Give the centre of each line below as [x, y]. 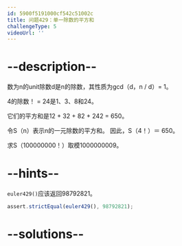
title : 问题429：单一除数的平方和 [51, 20]
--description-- [52, 67]
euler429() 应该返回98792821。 [52, 194]
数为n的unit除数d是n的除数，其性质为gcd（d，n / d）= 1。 [90, 87]
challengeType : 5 [32, 26]
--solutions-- [46, 234]
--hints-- [33, 174]
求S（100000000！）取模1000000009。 [65, 145]
